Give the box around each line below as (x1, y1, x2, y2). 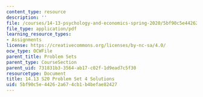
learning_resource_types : (6, 31, 71, 37)
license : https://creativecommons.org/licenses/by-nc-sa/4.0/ (6, 43, 166, 49)
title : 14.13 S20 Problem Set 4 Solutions (6, 76, 115, 82)
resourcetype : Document (6, 70, 66, 77)
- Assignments (6, 37, 42, 43)
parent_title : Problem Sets (6, 54, 77, 60)
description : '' (6, 14, 47, 20)
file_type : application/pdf (6, 25, 77, 32)
